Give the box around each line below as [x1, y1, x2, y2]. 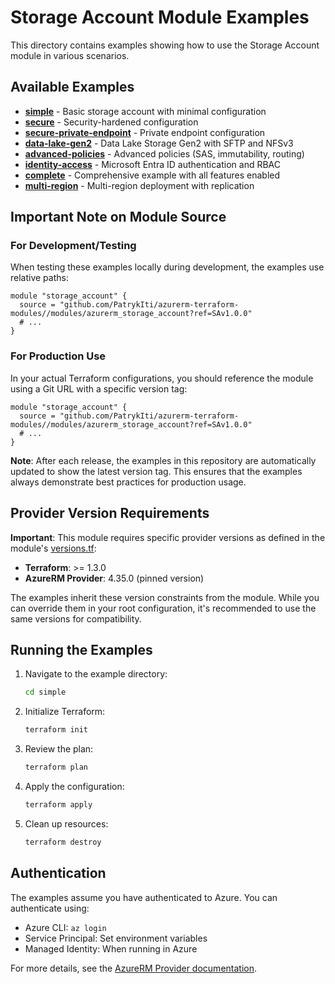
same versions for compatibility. [10, 612, 142, 625]
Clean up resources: [24, 817, 109, 830]
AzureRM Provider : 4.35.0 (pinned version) [24, 572, 205, 584]
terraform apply [24, 799, 93, 810]
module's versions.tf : [10, 542, 97, 554]
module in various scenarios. [10, 49, 130, 61]
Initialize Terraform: [24, 706, 106, 718]
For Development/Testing [10, 239, 137, 253]
